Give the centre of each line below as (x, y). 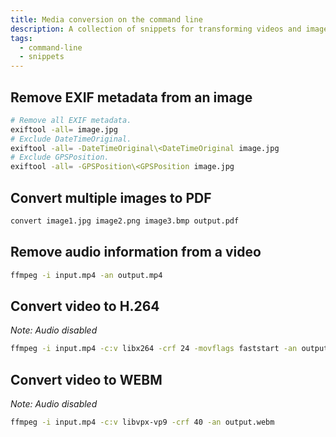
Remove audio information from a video (136, 252)
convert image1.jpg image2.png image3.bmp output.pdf (125, 221)
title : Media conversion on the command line (106, 19)
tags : (21, 38)
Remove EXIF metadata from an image (131, 97)
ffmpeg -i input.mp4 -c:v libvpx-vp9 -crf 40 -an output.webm (142, 422)
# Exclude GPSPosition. (60, 157)
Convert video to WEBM (86, 379)
